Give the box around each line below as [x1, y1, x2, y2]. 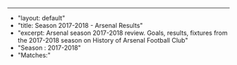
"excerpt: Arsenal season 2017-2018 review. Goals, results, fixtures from [17, 29, 228, 37]
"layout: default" [17, 14, 66, 22]
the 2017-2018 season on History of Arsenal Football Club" [17, 36, 188, 44]
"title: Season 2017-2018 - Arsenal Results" [17, 22, 143, 29]
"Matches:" [17, 51, 51, 59]
